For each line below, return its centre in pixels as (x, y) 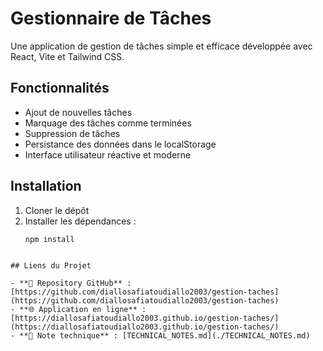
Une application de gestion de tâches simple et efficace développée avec (161, 46)
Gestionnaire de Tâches (111, 18)
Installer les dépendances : (80, 221)
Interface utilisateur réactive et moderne (108, 154)
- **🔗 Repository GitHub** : (71, 283)
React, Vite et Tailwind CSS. (67, 56)
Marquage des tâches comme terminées (108, 123)
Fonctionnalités (60, 88)
